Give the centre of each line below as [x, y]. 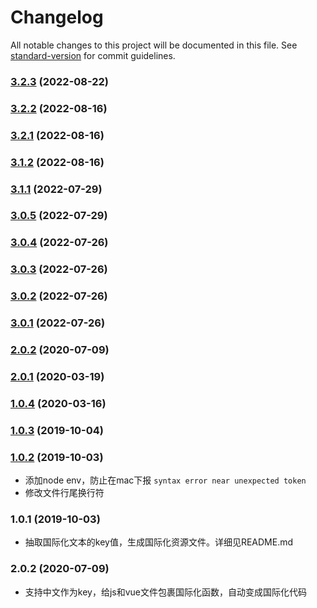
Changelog [57, 17]
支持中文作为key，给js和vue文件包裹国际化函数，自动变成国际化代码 [166, 592]
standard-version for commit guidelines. [93, 55]
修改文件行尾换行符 [64, 493]
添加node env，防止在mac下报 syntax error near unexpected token [165, 480]
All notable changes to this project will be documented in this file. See [154, 45]
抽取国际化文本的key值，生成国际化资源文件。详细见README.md [159, 542]
